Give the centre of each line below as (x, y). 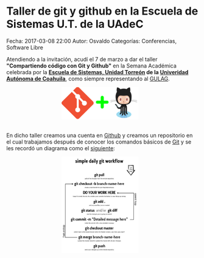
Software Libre (25, 47)
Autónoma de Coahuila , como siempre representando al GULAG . (88, 78)
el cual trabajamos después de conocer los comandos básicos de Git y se (99, 142)
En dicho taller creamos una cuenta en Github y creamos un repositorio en (100, 136)
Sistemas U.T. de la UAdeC (75, 24)
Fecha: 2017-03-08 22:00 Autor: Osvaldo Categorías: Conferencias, (92, 41)
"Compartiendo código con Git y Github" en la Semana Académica (91, 66)
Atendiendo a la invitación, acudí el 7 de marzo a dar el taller (82, 59)
